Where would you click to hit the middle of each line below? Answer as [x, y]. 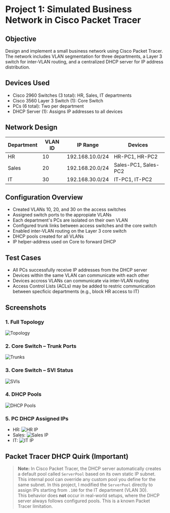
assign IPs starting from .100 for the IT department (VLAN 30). [83, 490]
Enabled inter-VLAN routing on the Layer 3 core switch [70, 231]
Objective [21, 39]
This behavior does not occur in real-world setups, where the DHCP [89, 495]
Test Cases [23, 258]
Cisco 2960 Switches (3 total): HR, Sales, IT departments [72, 95]
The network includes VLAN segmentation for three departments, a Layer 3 [84, 56]
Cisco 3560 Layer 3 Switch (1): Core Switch [58, 100]
